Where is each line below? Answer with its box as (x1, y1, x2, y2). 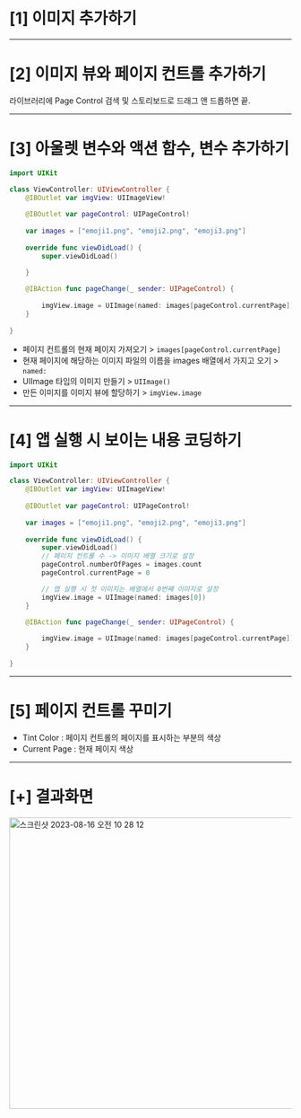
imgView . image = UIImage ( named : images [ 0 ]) (41, 593, 206, 602)
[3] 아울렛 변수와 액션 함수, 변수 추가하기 (9, 138, 289, 159)
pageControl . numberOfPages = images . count (41, 560, 202, 569)
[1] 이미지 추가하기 (9, 8, 137, 29)
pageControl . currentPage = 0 (41, 568, 150, 577)
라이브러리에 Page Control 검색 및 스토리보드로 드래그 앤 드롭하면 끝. (9, 95, 251, 106)
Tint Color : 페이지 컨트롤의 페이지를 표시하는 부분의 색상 (21, 732, 221, 743)
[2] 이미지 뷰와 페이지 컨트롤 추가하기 (9, 64, 267, 84)
